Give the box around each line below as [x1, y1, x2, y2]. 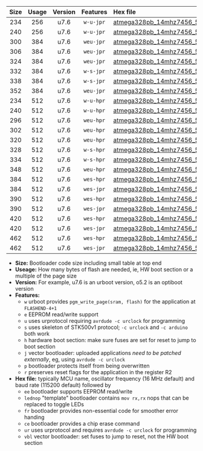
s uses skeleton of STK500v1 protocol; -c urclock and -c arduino [24, 323, 188, 331]
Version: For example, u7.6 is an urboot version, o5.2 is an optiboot [14, 279, 183, 286]
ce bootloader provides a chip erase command [24, 420, 140, 427]
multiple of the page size [14, 272, 77, 279]
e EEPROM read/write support [24, 311, 98, 318]
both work [24, 330, 50, 337]
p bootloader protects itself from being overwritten [24, 362, 150, 369]
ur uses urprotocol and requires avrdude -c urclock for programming [24, 426, 197, 433]
